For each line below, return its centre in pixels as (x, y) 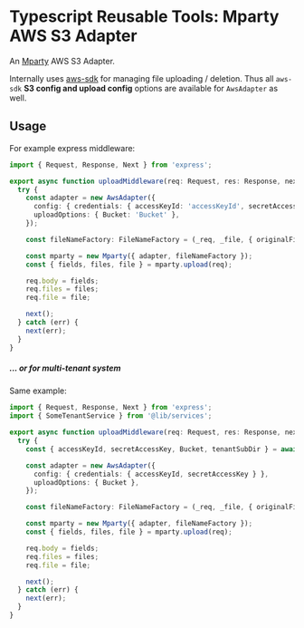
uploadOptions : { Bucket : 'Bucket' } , (106, 215)
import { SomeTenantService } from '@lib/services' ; (111, 416)
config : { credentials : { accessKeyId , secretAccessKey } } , (151, 474)
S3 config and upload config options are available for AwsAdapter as (151, 88)
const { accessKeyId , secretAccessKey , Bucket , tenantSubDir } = (152, 449)
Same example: (38, 391)
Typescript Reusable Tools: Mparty (144, 17)
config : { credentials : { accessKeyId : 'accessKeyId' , (139, 207)
